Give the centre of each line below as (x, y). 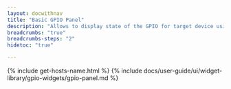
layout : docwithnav (35, 13)
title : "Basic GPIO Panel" (46, 20)
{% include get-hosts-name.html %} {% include (75, 71)
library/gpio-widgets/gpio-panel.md (58, 78)
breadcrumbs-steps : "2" (41, 39)
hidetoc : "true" (30, 45)
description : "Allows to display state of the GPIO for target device (110, 26)
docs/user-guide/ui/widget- (183, 71)
